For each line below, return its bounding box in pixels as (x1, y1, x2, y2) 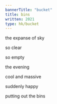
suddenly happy (5, 83, 38, 89)
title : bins (5, 12, 30, 17)
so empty (5, 54, 25, 60)
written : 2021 (5, 16, 35, 21)
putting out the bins (5, 93, 45, 99)
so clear (5, 44, 22, 50)
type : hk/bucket (5, 21, 39, 26)
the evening (5, 64, 30, 70)
